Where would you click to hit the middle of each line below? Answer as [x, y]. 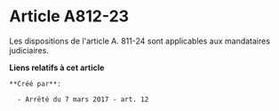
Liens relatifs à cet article [57, 67]
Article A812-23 [69, 16]
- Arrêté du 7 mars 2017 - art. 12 [83, 99]
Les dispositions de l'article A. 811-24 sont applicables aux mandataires [140, 41]
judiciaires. [29, 50]
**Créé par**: [36, 83]
